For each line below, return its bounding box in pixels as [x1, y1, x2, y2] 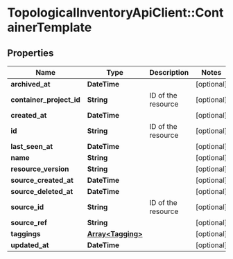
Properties [7, 47, 54, 59]
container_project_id [10, 95, 81, 105]
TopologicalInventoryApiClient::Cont [7, 5, 224, 21]
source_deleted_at [10, 187, 74, 196]
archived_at [10, 80, 51, 89]
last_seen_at [10, 142, 53, 151]
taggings [10, 229, 41, 238]
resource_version [10, 164, 69, 174]
